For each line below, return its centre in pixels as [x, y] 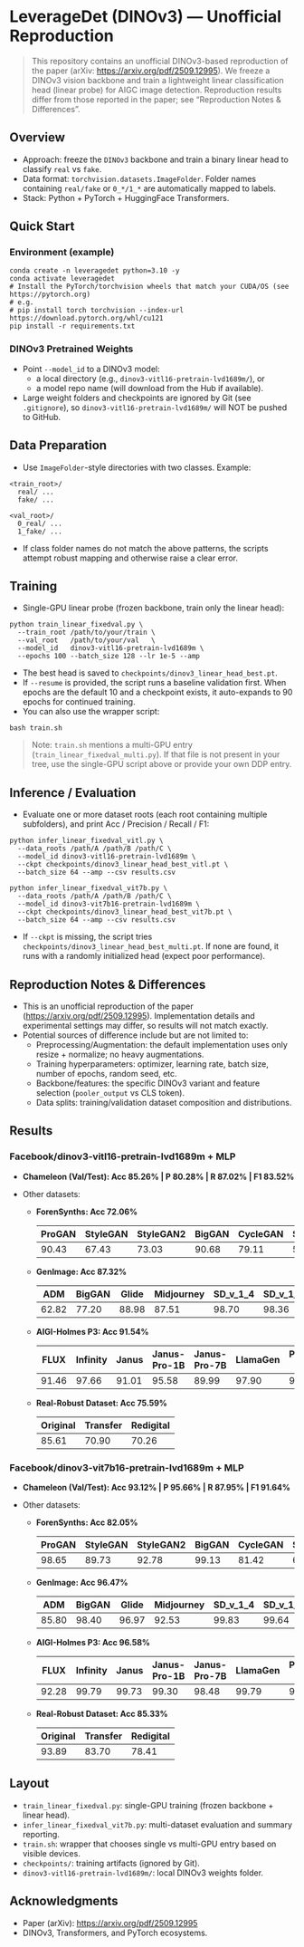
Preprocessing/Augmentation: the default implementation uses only [161, 1044]
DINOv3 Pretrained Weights [71, 349]
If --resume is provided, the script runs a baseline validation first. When [154, 683]
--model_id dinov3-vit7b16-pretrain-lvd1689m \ [109, 904]
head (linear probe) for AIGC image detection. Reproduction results [157, 90]
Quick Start [42, 227]
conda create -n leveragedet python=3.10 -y [95, 271]
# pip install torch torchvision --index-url [96, 311]
